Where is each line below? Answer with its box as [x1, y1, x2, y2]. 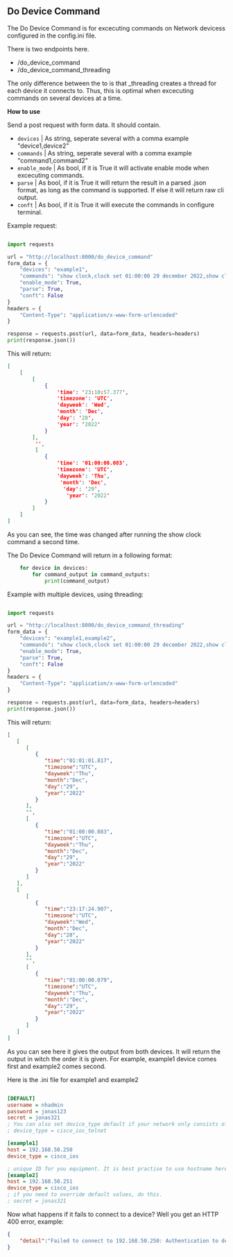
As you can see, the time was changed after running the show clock [7, 530, 201, 539]
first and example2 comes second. [7, 1062, 106, 1070]
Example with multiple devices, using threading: [7, 590, 144, 598]
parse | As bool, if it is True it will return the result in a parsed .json [17, 178, 207, 187]
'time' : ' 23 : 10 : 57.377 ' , [56, 389, 129, 396]
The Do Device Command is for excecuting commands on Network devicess [7, 24, 225, 32]
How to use [7, 107, 40, 115]
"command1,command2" [17, 156, 89, 164]
